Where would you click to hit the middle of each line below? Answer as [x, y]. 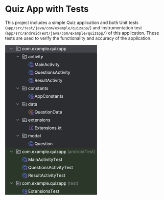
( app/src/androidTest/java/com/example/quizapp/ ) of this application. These [82, 33]
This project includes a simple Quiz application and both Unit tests [72, 22]
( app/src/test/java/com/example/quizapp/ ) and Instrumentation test [73, 27]
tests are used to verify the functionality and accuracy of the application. [78, 38]
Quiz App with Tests [47, 9]
